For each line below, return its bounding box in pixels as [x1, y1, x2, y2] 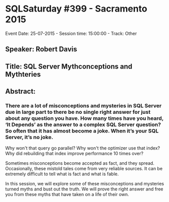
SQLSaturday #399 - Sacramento [5, 3, 147, 15]
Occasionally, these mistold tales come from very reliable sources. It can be [5, 166, 163, 172]
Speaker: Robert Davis [5, 45, 77, 53]
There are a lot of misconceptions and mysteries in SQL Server [5, 102, 162, 109]
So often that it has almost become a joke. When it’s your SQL [5, 127, 159, 134]
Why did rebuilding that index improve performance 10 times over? [5, 151, 144, 157]
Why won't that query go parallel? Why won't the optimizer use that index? [5, 145, 160, 151]
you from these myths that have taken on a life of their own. [5, 191, 130, 197]
